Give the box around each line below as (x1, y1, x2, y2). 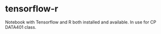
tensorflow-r (5, 3, 58, 14)
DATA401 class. (5, 24, 37, 30)
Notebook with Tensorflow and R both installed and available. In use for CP (5, 19, 157, 25)
